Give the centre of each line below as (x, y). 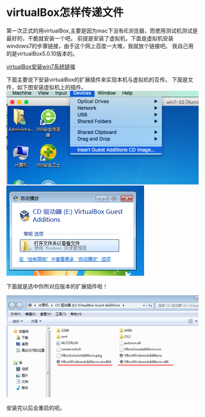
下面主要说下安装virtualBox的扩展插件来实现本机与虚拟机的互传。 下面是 (97, 79)
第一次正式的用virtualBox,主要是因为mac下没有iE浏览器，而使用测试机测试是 (102, 31)
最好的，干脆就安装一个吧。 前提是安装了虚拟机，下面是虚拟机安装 (90, 38)
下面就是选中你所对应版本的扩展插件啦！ (57, 286)
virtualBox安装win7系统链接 (41, 66)
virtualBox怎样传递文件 (65, 13)
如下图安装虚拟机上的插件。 (52, 87)
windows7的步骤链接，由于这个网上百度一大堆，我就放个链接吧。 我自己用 (100, 46)
